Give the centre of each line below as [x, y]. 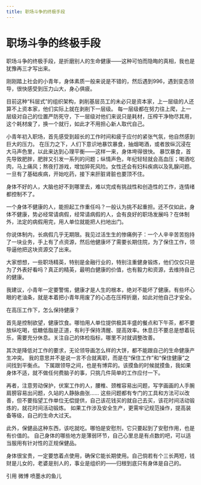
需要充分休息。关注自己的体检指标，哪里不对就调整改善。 [87, 337]
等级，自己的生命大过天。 [43, 415]
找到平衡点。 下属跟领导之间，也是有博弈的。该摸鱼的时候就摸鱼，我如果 [101, 365]
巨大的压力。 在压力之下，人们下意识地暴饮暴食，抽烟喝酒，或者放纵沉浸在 [99, 144]
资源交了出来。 [56, 249]
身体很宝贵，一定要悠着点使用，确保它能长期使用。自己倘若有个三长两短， [98, 456]
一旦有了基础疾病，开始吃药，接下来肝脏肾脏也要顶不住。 [77, 173]
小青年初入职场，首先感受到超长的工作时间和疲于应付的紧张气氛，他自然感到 [100, 136]
